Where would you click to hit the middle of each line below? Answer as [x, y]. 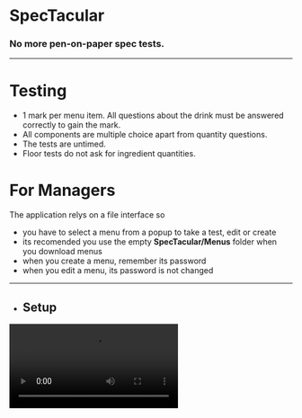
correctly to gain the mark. [71, 125]
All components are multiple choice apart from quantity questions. [145, 135]
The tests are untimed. [64, 144]
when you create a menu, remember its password [114, 261]
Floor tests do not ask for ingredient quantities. [109, 154]
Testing [38, 90]
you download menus [62, 252]
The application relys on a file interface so [87, 215]
